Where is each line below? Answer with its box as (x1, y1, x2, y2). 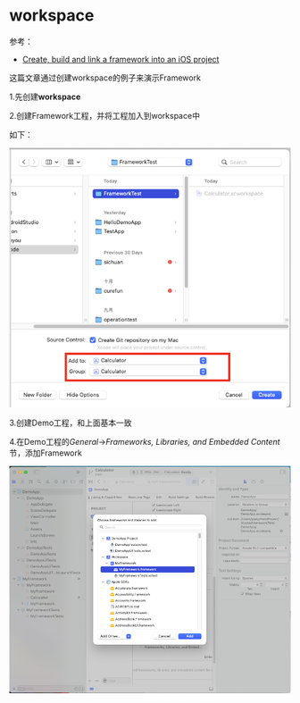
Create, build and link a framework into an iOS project (21, 54, 220, 64)
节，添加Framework (9, 448, 82, 458)
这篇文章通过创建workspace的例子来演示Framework (9, 72, 201, 83)
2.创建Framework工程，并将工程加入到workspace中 (9, 110, 201, 121)
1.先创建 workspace (9, 91, 81, 102)
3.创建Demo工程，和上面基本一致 (9, 417, 132, 428)
